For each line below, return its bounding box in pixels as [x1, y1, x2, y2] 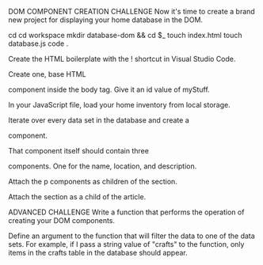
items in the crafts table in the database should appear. [8, 248, 188, 257]
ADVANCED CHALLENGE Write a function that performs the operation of [8, 207, 245, 217]
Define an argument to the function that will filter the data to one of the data [8, 231, 255, 240]
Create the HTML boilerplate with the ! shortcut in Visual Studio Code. [8, 55, 236, 63]
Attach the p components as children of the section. [8, 177, 178, 186]
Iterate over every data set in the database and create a [8, 115, 190, 125]
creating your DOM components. [8, 216, 116, 225]
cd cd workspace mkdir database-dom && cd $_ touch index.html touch [8, 31, 243, 40]
